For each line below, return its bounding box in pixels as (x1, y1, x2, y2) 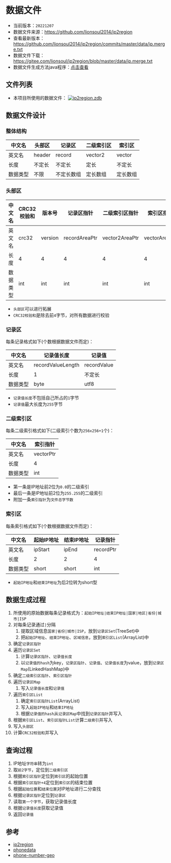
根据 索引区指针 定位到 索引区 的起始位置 (13, 773, 88, 779)
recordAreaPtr (63, 234, 98, 241)
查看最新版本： (13, 35, 45, 41)
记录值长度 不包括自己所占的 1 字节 (13, 395, 79, 401)
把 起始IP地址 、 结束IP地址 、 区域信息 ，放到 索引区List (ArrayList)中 (20, 634, 149, 640)
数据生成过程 (6, 596, 46, 604)
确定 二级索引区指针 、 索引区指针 (13, 672, 73, 679)
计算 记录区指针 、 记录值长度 (20, 654, 73, 660)
